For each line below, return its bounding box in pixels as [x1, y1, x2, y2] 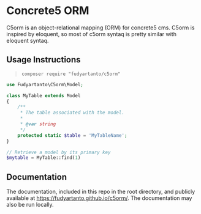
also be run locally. [6, 201, 54, 208]
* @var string [20, 121, 56, 127]
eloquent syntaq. [6, 37, 49, 44]
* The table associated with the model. [20, 109, 124, 116]
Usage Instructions [6, 54, 81, 65]
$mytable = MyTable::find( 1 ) [6, 155, 81, 161]
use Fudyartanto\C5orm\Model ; [6, 81, 84, 87]
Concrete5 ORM [6, 4, 89, 18]
